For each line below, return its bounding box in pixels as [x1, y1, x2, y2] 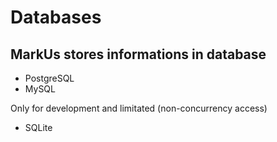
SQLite [24, 122, 53, 133]
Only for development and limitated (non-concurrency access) [10, 102, 268, 114]
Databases [10, 6, 102, 29]
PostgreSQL [24, 72, 75, 84]
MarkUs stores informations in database [10, 46, 267, 63]
